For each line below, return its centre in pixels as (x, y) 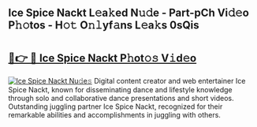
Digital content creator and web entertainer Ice (170, 81)
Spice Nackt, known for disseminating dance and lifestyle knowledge (120, 90)
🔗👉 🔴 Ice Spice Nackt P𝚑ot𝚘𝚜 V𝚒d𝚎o (102, 58)
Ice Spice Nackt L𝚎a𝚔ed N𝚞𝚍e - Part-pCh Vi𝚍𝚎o (129, 13)
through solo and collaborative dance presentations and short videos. (121, 98)
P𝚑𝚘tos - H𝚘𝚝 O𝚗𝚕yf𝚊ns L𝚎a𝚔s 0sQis (104, 26)
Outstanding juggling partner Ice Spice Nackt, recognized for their (115, 106)
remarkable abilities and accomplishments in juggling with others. (114, 115)
